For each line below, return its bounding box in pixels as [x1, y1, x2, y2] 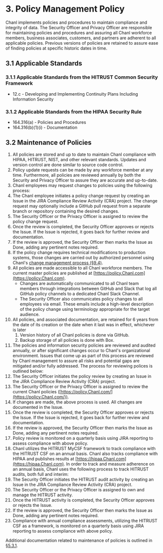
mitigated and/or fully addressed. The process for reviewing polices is [12, 363, 153, 369]
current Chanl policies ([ [12, 388, 61, 394]
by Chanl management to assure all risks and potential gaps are [12, 358, 140, 364]
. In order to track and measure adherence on [63, 461, 155, 467]
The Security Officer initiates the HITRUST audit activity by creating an [12, 476, 154, 482]
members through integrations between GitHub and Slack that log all [19, 285, 157, 291]
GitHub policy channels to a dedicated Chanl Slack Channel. [19, 290, 140, 297]
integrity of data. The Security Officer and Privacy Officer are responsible [5, 24, 152, 30]
